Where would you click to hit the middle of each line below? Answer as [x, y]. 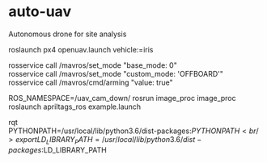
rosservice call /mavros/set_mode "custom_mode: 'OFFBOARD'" [116, 73]
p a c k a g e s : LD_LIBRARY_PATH [57, 150]
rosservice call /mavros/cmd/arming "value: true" [91, 82]
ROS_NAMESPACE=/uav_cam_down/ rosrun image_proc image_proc [122, 98]
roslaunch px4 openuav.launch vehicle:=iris [81, 49]
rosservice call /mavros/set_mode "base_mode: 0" [93, 65]
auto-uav [40, 12]
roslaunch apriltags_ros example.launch [75, 107]
